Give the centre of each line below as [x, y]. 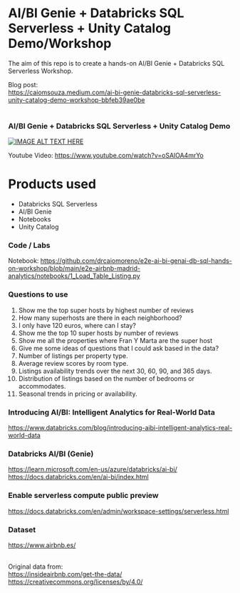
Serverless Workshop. [41, 71]
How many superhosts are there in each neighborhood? [100, 318]
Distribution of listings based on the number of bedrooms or [106, 378]
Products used [52, 184]
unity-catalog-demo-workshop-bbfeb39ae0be [77, 100]
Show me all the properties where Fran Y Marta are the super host [115, 340]
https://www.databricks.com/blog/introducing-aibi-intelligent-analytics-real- [120, 428]
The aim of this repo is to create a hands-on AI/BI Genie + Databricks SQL [116, 63]
